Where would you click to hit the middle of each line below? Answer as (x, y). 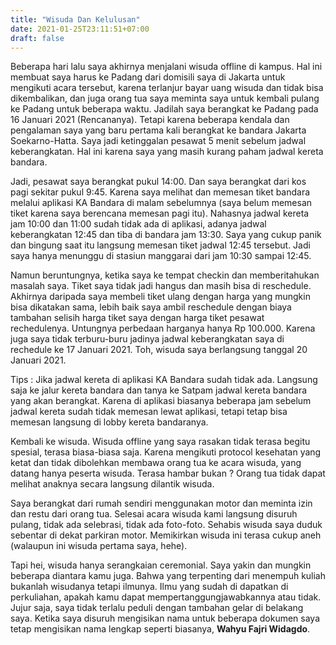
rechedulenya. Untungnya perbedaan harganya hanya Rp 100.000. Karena (163, 328)
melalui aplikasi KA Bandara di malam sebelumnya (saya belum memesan (161, 203)
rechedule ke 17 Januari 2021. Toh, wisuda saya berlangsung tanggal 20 (159, 350)
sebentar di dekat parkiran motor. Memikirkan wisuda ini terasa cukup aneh (166, 535)
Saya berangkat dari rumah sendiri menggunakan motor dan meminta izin (161, 503)
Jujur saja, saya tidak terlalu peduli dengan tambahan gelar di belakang (157, 608)
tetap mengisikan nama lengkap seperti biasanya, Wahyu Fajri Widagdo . (160, 629)
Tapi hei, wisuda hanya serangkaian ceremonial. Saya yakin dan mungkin (161, 565)
